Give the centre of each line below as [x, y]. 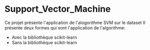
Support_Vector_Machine [58, 9]
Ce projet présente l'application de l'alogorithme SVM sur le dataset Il [75, 23]
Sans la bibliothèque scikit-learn [44, 42]
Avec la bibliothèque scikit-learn [44, 37]
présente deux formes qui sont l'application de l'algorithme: [65, 27]
